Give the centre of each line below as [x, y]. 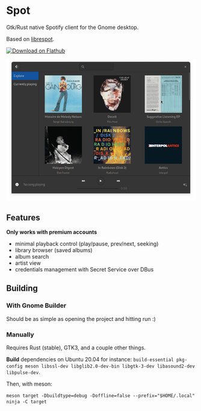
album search [32, 257]
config [14, 366]
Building [22, 289]
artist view [28, 263]
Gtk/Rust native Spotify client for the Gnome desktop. [73, 27]
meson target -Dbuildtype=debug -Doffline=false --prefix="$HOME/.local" [101, 396]
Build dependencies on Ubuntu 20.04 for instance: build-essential [90, 360]
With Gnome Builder [36, 306]
